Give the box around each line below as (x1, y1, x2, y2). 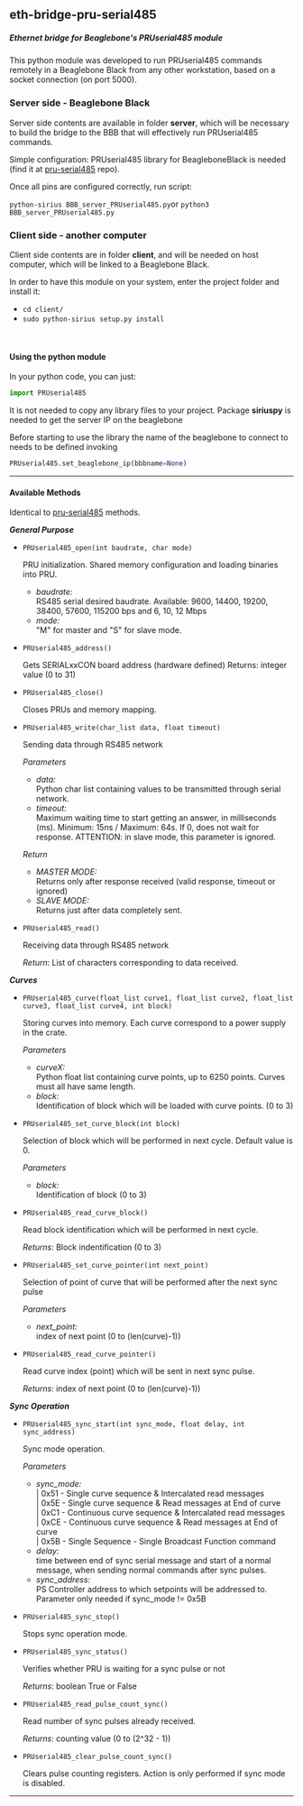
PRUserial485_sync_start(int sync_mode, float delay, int (22, 1420, 245, 1429)
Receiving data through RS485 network (22, 940, 170, 950)
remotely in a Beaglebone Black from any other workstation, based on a (9, 65, 276, 76)
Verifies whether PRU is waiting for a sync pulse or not (22, 1664, 225, 1674)
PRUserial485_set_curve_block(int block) (22, 1120, 180, 1129)
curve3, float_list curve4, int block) (22, 1002, 173, 1011)
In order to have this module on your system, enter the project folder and (9, 276, 280, 287)
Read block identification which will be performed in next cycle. (22, 1224, 259, 1235)
